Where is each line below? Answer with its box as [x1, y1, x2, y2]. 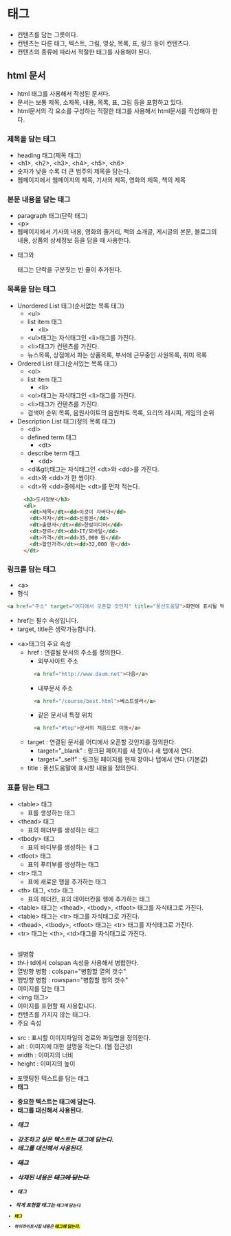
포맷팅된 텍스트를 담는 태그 [16, 1074, 89, 1082]
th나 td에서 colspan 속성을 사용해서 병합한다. [16, 958, 139, 966]
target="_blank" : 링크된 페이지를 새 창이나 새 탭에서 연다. [37, 746, 194, 755]
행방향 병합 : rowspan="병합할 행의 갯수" [16, 975, 129, 984]
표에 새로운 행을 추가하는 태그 [27, 877, 107, 886]
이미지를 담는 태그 [16, 984, 65, 993]
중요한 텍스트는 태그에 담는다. [16, 1097, 96, 1106]
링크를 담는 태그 [7, 565, 56, 575]
